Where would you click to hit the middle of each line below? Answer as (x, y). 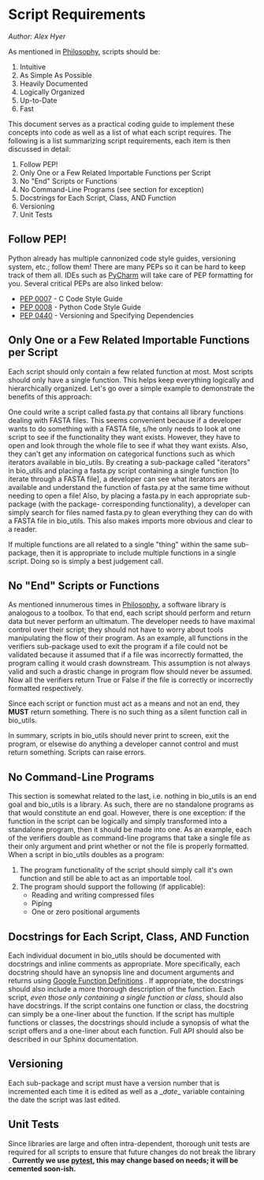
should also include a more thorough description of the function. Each (122, 989)
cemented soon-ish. (42, 1168)
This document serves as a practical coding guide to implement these (121, 124)
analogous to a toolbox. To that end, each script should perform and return (129, 613)
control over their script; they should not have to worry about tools (116, 630)
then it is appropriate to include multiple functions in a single (138, 552)
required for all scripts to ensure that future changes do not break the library (132, 1152)
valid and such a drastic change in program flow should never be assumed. (130, 672)
